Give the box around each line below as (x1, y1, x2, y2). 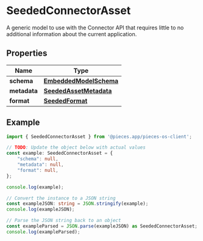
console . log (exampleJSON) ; (6, 206, 75, 213)
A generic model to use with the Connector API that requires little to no (6, 24, 184, 31)
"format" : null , (17, 167, 59, 173)
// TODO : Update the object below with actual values (6, 144, 146, 150)
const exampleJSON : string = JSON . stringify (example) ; (6, 201, 149, 207)
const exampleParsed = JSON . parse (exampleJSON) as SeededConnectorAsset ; (6, 223, 198, 229)
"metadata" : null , (17, 161, 64, 168)
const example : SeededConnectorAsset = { (6, 150, 113, 157)
